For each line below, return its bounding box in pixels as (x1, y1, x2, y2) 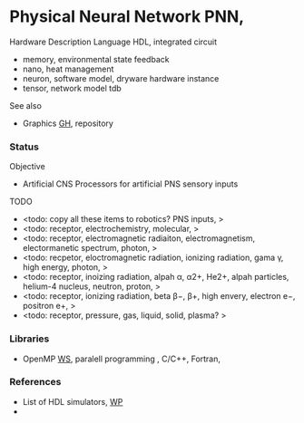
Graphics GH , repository (22, 118, 113, 129)
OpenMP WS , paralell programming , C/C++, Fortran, (22, 353, 221, 364)
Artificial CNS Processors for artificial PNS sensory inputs (22, 178, 239, 189)
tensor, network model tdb (22, 82, 123, 93)
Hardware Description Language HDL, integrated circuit (9, 36, 218, 47)
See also (9, 100, 43, 111)
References (9, 376, 62, 389)
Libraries (9, 332, 50, 345)
